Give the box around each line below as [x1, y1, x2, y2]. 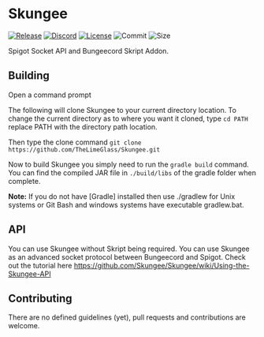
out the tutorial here [8, 260, 73, 270]
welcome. [8, 321, 40, 331]
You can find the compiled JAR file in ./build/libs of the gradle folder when [8, 167, 256, 178]
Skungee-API [8, 269, 51, 279]
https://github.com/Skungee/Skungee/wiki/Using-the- [73, 260, 250, 270]
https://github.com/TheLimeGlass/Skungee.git [8, 145, 160, 154]
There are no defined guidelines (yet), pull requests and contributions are [8, 313, 247, 322]
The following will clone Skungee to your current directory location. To [8, 105, 236, 114]
